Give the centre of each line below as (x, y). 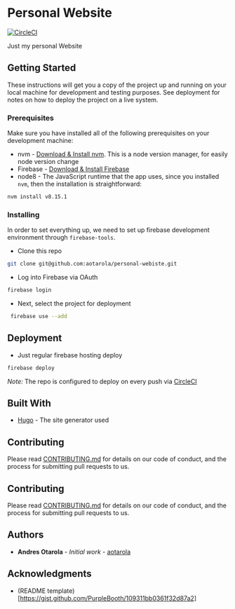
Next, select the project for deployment (74, 303)
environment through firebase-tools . (61, 238)
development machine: (40, 141)
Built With (29, 403)
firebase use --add (39, 316)
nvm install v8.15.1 (38, 197)
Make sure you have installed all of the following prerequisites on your (108, 133)
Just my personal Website (45, 46)
